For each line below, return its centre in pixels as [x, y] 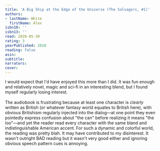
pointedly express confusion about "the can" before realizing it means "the [80, 118]
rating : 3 [15, 41]
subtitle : [15, 59]
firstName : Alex [26, 23]
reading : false [20, 50]
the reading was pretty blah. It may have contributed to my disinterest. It [77, 133]
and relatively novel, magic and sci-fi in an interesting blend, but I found [76, 87]
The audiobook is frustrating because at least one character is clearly [74, 102]
